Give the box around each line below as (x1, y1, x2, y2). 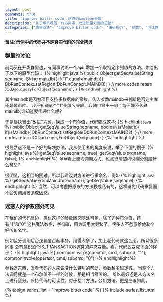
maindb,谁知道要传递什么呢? (5, 108, 62, 114)
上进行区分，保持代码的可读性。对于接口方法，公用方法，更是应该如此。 (5, 277, 149, 283)
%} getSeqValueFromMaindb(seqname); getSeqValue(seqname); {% (5, 178, 142, 184)
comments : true (5, 12, 36, 17)
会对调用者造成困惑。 (9, 190, 52, 195)
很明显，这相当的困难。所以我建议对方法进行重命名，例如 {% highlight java (5, 172, 155, 178)
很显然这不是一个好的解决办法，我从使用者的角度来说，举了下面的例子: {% (5, 144, 154, 151)
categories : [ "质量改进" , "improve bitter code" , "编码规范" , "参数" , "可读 (5, 25, 155, 30)
